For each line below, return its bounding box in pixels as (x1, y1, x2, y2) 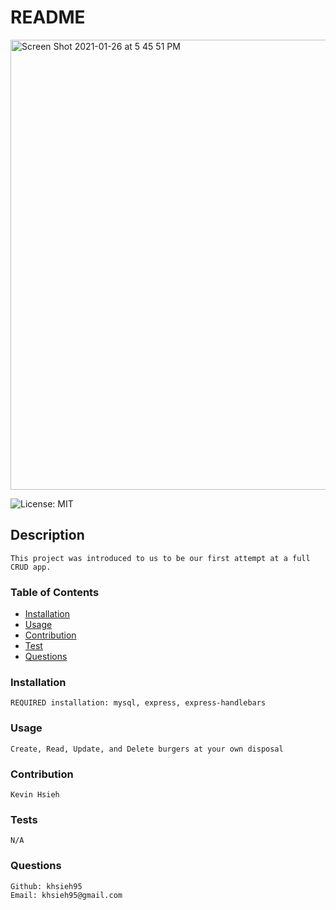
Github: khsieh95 (10, 881, 83, 891)
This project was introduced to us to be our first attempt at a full (10, 553, 311, 563)
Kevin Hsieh (10, 789, 60, 800)
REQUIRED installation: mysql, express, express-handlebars (10, 698, 267, 708)
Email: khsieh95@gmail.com (10, 890, 123, 900)
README (10, 6, 86, 29)
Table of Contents (10, 585, 100, 599)
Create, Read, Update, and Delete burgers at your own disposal (10, 744, 284, 754)
